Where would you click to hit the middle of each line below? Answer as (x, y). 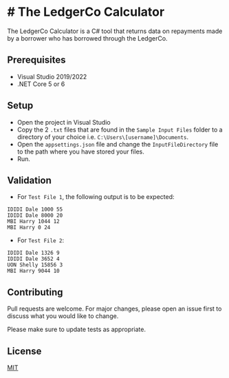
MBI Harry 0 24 (29, 228)
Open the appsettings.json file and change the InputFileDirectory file (118, 144)
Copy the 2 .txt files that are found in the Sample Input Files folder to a (120, 129)
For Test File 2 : (40, 240)
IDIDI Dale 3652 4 (33, 259)
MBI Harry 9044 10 (33, 271)
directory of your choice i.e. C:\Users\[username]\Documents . (103, 137)
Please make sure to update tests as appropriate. (77, 329)
